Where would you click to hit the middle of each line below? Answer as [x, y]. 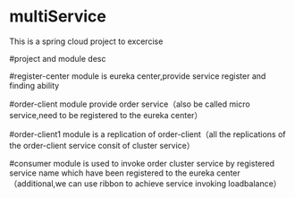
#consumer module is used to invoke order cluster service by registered [142, 163]
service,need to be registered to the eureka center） [106, 115]
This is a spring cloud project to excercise [86, 41]
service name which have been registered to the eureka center [125, 173]
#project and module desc [58, 58]
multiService [58, 17]
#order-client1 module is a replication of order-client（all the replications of [147, 134]
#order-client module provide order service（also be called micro [130, 104]
